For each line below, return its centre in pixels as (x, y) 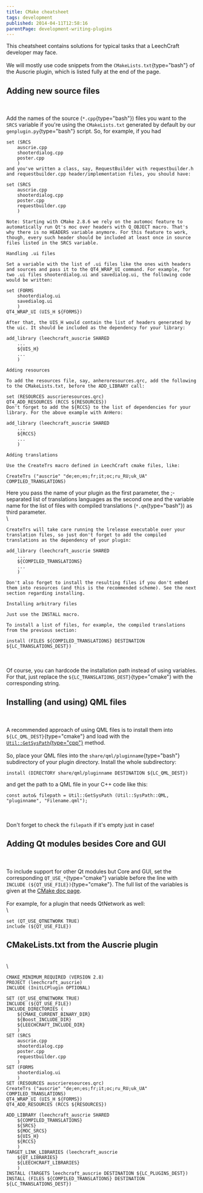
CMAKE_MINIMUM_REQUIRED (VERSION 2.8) (55, 977)
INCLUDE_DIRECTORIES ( (35, 1009)
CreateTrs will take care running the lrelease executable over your (96, 530)
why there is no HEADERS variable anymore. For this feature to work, (97, 233)
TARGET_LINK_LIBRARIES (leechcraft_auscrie (62, 1152)
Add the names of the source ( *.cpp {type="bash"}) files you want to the (96, 118)
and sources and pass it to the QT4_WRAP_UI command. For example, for (98, 270)
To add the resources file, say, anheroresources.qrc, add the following (101, 381)
